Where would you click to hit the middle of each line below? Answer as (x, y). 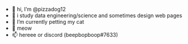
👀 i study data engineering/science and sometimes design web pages (97, 15)
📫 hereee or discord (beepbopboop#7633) (65, 35)
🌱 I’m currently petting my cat (48, 22)
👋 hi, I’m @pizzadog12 (39, 9)
